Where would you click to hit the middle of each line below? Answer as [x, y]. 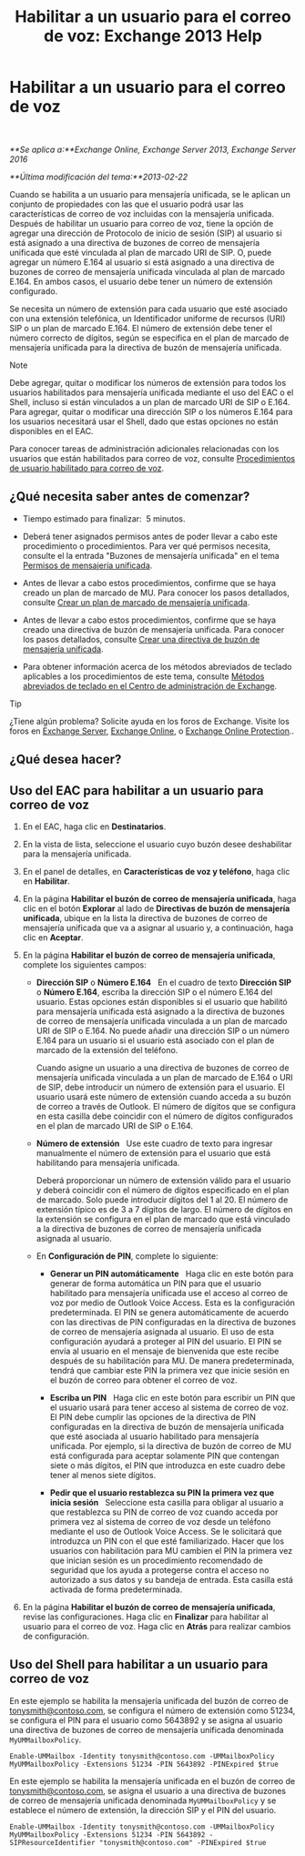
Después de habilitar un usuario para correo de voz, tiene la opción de [142, 223]
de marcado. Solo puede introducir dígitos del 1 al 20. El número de [162, 1200]
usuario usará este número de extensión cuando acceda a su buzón [163, 1096]
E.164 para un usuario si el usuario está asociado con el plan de [155, 1040]
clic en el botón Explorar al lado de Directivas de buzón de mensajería [156, 908]
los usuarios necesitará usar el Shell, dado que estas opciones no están [144, 421]
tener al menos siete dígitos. [103, 1475]
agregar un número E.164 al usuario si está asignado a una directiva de [142, 262]
